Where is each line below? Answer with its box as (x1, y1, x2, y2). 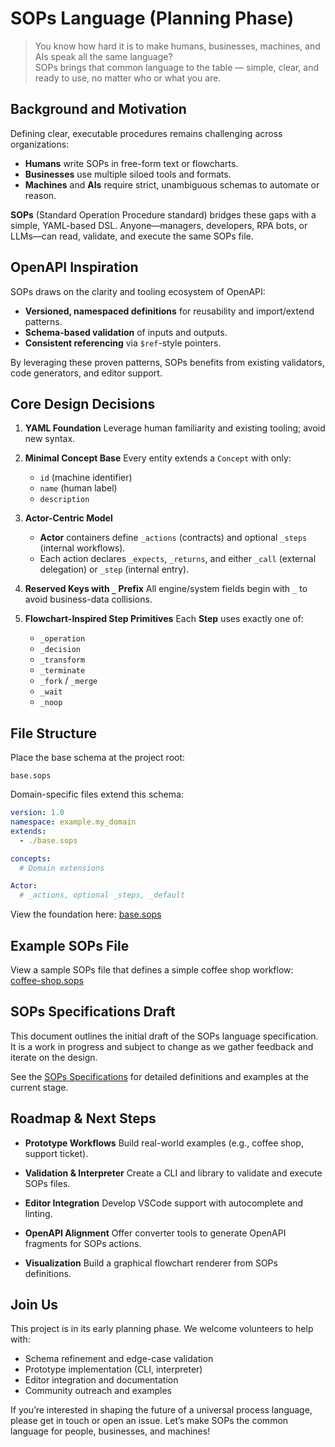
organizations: (10, 138, 70, 150)
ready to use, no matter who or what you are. (34, 72, 222, 84)
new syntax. (24, 433, 76, 445)
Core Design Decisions (10, 395, 156, 412)
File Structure (10, 725, 97, 742)
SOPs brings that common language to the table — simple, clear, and (34, 61, 320, 73)
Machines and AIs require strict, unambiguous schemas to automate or (24, 178, 320, 191)
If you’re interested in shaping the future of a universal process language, (10, 1404, 313, 1416)
